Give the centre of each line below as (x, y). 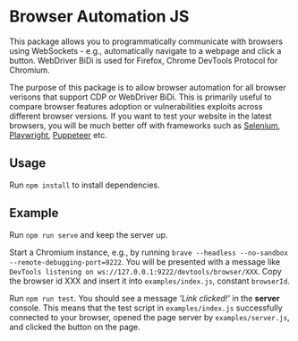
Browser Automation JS (99, 17)
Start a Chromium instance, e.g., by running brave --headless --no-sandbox (149, 252)
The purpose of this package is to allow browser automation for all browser (148, 87)
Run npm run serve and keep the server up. (89, 234)
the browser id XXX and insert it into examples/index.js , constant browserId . (150, 281)
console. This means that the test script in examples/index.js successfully (146, 308)
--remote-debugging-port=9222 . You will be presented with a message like (145, 261)
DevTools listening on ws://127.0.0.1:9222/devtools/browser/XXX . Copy (145, 271)
